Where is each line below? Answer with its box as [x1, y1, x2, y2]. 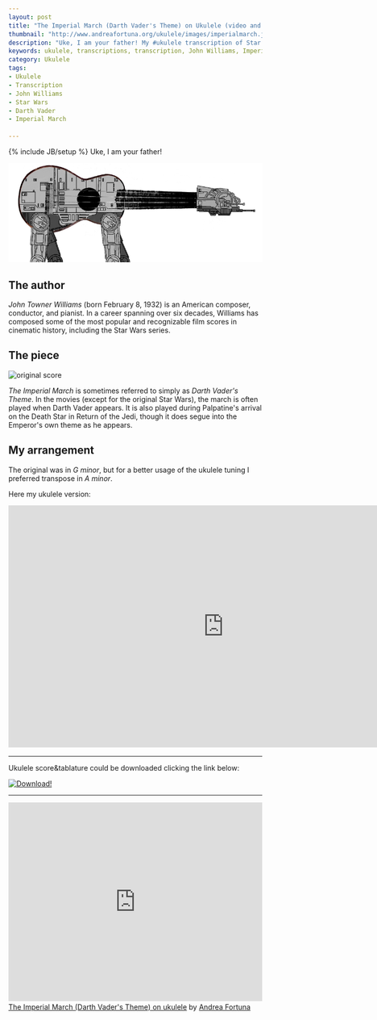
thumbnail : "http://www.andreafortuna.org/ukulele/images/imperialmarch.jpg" [8, 30, 275, 38]
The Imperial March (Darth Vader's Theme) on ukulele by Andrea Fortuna [8, 1001, 251, 1012]
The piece [8, 349, 60, 362]
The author [8, 278, 66, 292]
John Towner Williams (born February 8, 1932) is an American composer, [8, 299, 251, 309]
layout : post [8, 13, 52, 21]
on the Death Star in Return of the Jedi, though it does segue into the [8, 412, 238, 421]
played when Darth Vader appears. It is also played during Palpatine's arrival [8, 403, 262, 412]
